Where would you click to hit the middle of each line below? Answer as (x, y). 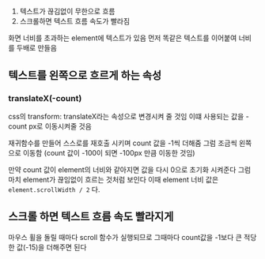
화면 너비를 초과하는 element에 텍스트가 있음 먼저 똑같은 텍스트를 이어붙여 (123, 38)
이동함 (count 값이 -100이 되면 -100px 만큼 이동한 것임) (109, 152)
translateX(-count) (45, 98)
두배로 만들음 (37, 48)
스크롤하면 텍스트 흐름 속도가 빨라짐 (75, 21)
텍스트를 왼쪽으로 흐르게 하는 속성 (85, 75)
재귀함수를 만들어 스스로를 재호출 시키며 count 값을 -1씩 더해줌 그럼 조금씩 (123, 143)
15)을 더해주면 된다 (58, 247)
